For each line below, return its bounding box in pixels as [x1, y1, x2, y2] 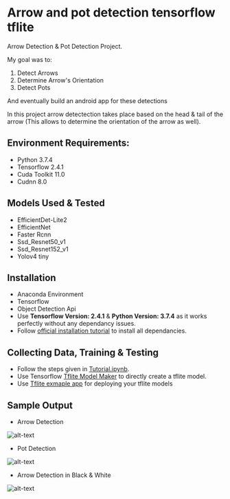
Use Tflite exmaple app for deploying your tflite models [16, 379, 173, 388]
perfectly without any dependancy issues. [16, 320, 136, 328]
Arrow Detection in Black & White [16, 471, 111, 479]
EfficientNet [16, 223, 51, 231]
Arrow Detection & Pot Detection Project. [7, 42, 122, 50]
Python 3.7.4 [16, 155, 53, 164]
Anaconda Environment [16, 290, 84, 298]
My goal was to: [7, 55, 53, 63]
